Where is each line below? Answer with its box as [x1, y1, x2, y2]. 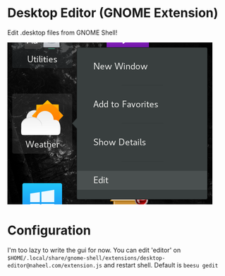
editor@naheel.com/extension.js [7, 262, 102, 269]
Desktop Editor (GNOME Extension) [7, 5, 219, 21]
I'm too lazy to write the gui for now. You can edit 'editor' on [7, 246, 181, 254]
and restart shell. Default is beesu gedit [103, 260, 219, 269]
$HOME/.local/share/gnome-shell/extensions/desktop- [7, 254, 166, 262]
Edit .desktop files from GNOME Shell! [7, 28, 118, 37]
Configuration [7, 222, 92, 239]
